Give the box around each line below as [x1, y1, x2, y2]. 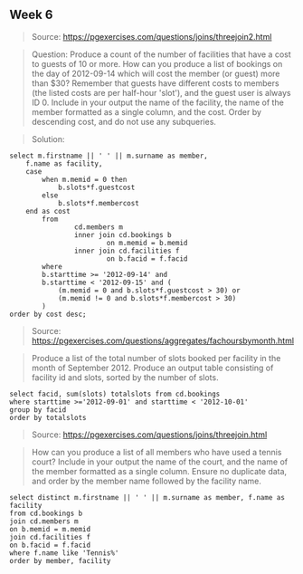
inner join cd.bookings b [73, 230, 172, 239]
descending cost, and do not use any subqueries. [31, 116, 217, 127]
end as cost [25, 206, 71, 215]
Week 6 [9, 7, 53, 23]
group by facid [9, 405, 67, 415]
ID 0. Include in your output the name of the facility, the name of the [31, 97, 285, 108]
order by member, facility [9, 556, 111, 565]
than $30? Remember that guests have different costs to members [31, 77, 279, 89]
